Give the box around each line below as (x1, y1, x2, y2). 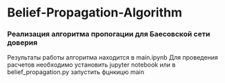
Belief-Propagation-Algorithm (7, 5, 183, 21)
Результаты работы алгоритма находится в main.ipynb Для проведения (7, 54, 219, 62)
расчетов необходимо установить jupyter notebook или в (7, 60, 176, 69)
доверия (7, 38, 38, 47)
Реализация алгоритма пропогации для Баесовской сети (7, 29, 211, 39)
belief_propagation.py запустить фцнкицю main (7, 68, 145, 76)
